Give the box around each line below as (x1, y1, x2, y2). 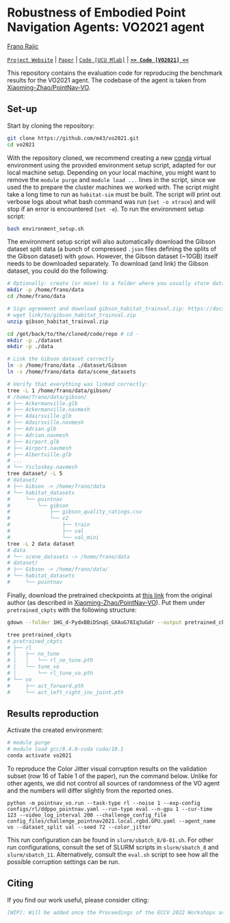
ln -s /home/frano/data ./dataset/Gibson (7, 362, 127, 369)
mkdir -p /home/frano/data (7, 286, 84, 293)
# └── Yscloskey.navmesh (7, 464, 78, 471)
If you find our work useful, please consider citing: (7, 896, 149, 904)
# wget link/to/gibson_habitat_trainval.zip (7, 311, 136, 319)
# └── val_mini (7, 534, 99, 540)
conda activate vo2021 (7, 752, 72, 760)
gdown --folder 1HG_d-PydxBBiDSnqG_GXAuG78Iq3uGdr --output (7, 619, 183, 626)
